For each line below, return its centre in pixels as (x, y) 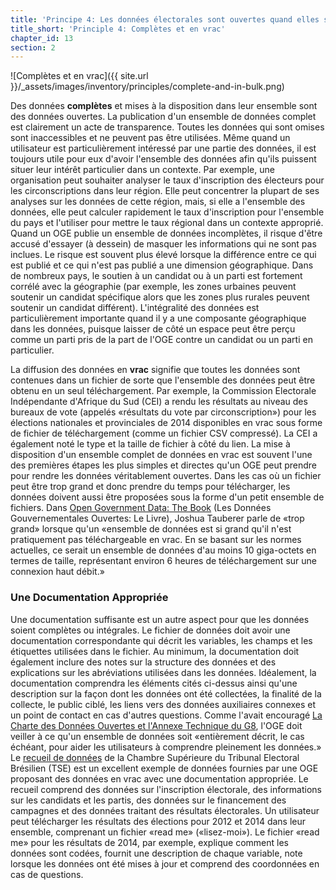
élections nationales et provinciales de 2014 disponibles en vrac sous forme (166, 423)
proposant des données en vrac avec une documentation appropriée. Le (159, 778)
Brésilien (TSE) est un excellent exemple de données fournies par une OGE (164, 768)
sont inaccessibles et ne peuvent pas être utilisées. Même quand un (150, 138)
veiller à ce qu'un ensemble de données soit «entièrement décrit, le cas (157, 736)
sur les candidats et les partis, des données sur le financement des (148, 800)
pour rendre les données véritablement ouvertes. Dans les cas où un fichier (166, 476)
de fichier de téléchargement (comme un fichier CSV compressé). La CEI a (164, 433)
